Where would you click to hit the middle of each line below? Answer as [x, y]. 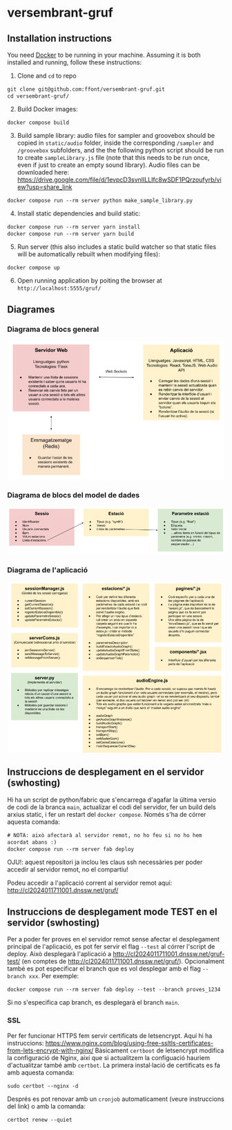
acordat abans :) [32, 842]
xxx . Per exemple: [54, 976]
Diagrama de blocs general [53, 329]
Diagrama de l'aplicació [48, 570]
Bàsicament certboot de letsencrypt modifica [159, 1050]
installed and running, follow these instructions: [75, 62]
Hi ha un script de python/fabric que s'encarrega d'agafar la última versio [112, 800]
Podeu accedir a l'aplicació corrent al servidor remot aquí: [90, 883]
